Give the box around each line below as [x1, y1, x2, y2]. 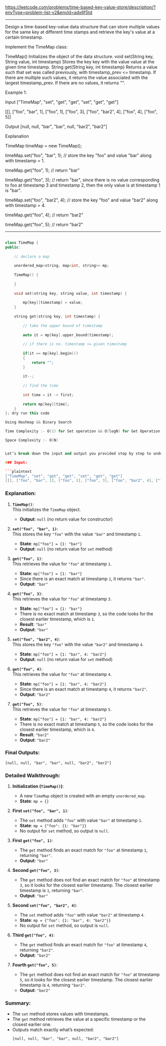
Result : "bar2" [19, 731, 49, 737]
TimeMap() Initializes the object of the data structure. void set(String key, [5, 54, 154, 59]
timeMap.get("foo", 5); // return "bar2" [5, 222, 83, 227]
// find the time [23, 383, 58, 389]
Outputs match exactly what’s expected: [12, 1027, 94, 1033]
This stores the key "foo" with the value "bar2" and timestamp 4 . [12, 641, 144, 647]
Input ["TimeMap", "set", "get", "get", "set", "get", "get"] [5, 99, 119, 105]
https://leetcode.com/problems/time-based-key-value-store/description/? [5, 4, 156, 10]
